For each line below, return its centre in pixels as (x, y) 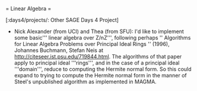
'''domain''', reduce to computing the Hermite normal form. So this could (103, 69)
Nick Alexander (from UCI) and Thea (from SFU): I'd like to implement (99, 31)
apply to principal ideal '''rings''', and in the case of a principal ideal (97, 63)
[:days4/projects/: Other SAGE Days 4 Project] (62, 20)
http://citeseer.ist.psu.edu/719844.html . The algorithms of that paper (98, 56)
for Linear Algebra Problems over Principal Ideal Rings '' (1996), (92, 44)
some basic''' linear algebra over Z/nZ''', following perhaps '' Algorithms (102, 38)
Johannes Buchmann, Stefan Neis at (59, 50)
